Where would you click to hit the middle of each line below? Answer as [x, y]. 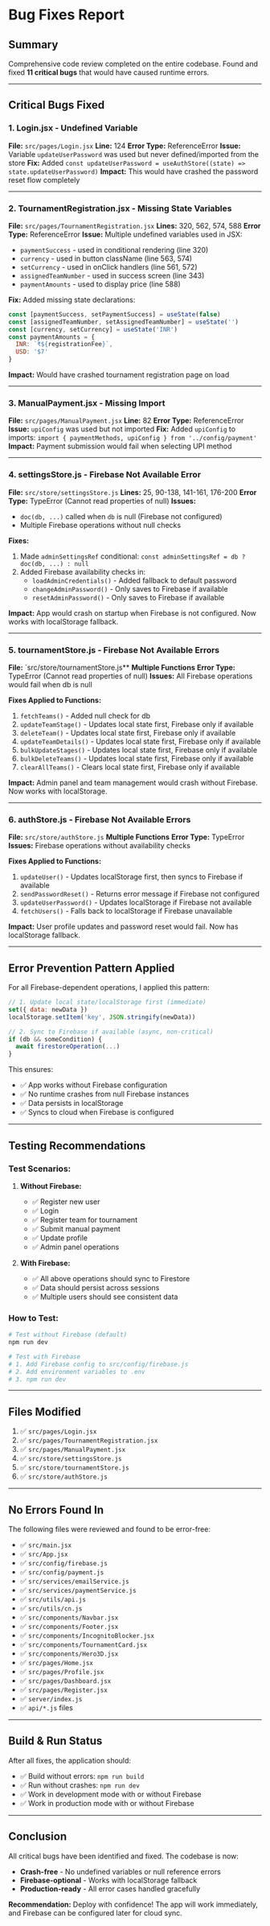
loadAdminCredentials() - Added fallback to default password [134, 580]
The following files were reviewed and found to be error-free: [110, 1529]
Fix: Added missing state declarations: [72, 299]
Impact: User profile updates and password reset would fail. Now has [123, 926]
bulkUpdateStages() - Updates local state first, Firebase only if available [139, 750]
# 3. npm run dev [37, 1379]
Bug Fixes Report [66, 15]
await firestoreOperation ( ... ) [68, 1047]
